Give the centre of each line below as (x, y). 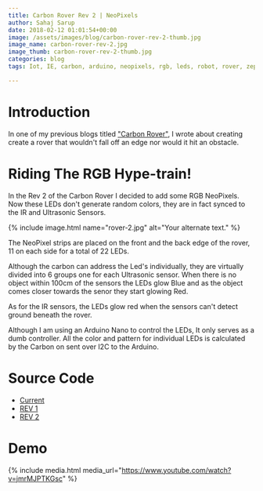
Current (32, 400)
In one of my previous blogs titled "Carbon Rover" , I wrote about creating (126, 133)
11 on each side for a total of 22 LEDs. (68, 251)
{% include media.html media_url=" (65, 470)
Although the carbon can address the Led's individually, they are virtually (126, 266)
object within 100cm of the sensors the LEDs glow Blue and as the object (126, 282)
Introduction (49, 112)
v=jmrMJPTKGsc (35, 478)
